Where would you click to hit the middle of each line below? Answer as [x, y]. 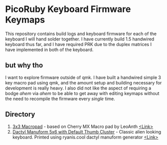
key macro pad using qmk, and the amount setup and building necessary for [83, 82]
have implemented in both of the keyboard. [49, 49]
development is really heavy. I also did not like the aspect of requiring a [78, 88]
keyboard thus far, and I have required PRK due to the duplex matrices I [79, 44]
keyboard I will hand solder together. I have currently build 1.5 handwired [80, 39]
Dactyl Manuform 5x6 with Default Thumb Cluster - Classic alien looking [87, 131]
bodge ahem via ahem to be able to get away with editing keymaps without [82, 93]
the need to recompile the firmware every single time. [60, 98]
